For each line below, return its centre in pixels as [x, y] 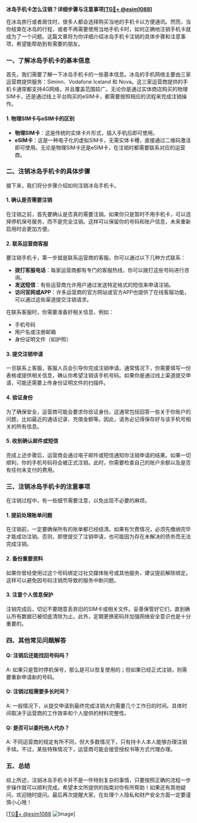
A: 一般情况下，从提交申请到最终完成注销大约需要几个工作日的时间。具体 [94, 706]
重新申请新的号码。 [34, 677]
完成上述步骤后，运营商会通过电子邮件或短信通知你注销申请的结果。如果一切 [98, 455]
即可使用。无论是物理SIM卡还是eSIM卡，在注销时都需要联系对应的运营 [100, 147]
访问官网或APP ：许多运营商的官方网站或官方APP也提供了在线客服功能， [102, 292]
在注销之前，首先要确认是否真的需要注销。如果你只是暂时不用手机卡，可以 [96, 214]
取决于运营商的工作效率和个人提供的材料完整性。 [70, 713]
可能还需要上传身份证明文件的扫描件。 [62, 383]
